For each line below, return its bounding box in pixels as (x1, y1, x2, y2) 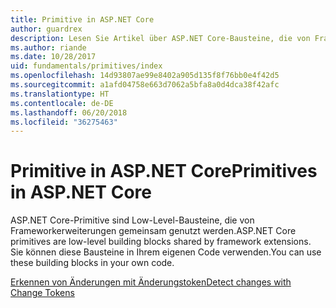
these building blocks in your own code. (10, 257, 175, 269)
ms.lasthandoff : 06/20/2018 (10, 107, 128, 118)
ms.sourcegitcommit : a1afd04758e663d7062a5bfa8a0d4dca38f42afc (10, 80, 280, 90)
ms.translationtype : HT (10, 89, 110, 99)
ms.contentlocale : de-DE (10, 98, 114, 108)
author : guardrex (10, 24, 83, 34)
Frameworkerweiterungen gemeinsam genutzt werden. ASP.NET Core (10, 225, 297, 237)
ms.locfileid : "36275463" (10, 117, 118, 127)
